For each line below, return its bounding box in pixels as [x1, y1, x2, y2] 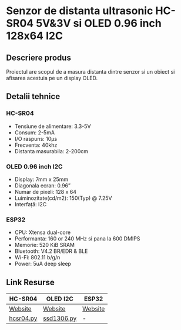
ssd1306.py [43, 314, 77, 322]
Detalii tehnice [6, 91, 61, 101]
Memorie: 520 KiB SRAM [14, 242, 75, 249]
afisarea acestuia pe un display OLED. [6, 75, 98, 81]
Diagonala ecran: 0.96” [14, 181, 71, 189]
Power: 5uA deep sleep [14, 260, 72, 268]
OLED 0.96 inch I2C [6, 162, 63, 170]
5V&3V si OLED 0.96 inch [36, 16, 162, 30]
